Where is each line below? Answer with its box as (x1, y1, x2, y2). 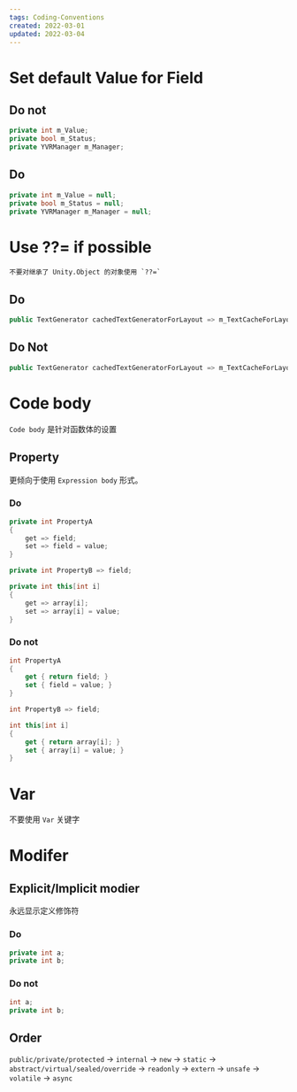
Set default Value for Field (9, 67, 203, 88)
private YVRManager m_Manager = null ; (9, 207, 152, 216)
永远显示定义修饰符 (9, 905, 80, 917)
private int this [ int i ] (9, 582, 101, 592)
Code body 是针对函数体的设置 (9, 423, 118, 434)
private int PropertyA (9, 517, 93, 526)
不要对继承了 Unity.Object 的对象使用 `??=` (9, 267, 161, 277)
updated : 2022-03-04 (9, 29, 86, 38)
